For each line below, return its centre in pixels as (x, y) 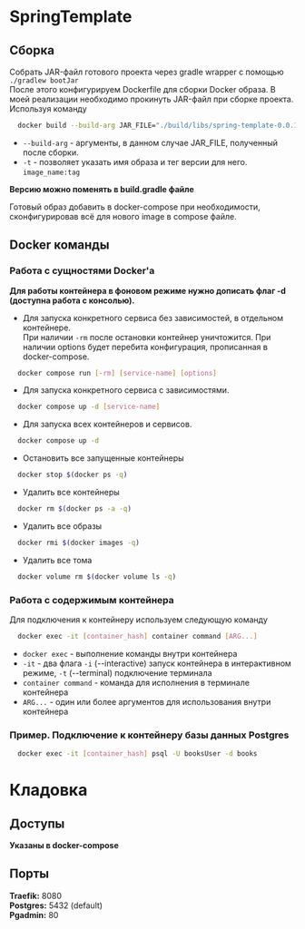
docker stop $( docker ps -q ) (73, 475)
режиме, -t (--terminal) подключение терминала (117, 672)
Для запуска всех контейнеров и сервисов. (107, 425)
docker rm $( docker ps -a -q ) (74, 509)
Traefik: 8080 (35, 895)
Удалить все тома (57, 560)
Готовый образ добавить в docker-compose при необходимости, (135, 207)
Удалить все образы (62, 526)
